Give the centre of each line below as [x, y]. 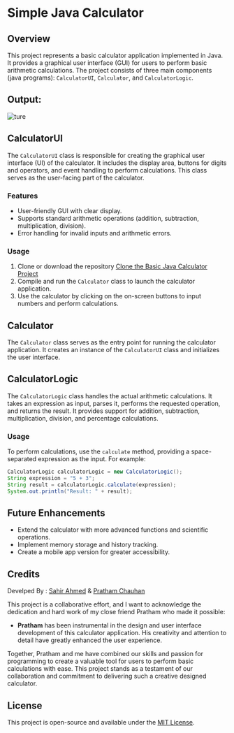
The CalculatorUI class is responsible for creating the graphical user [106, 155]
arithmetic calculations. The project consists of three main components [110, 70]
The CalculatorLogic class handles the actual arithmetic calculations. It [110, 395]
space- [201, 451]
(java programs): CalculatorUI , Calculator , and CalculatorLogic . [101, 78]
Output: [24, 100]
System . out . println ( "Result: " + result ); [70, 491]
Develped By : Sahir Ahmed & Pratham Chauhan [76, 591]
